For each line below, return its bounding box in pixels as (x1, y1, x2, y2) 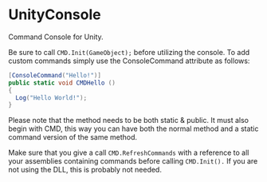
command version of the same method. (8, 133, 138, 142)
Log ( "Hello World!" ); (15, 93, 88, 101)
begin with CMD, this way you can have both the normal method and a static (8, 124, 259, 133)
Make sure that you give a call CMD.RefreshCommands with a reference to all (8, 148, 249, 157)
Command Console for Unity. (8, 32, 104, 42)
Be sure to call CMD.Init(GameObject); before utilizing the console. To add (8, 47, 250, 57)
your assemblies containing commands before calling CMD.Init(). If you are (8, 156, 258, 166)
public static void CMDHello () (8, 78, 116, 87)
